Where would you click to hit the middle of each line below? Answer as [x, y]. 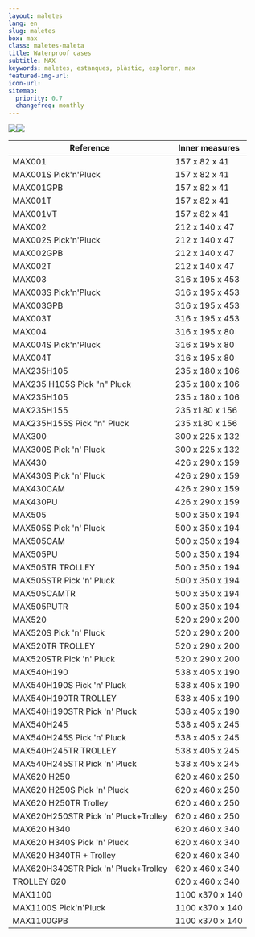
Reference [90, 148]
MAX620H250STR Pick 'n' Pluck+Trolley [90, 816]
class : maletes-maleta [46, 46]
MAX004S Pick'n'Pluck [56, 345]
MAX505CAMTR [44, 594]
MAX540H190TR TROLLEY [64, 699]
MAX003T [32, 319]
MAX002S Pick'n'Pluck [56, 240]
